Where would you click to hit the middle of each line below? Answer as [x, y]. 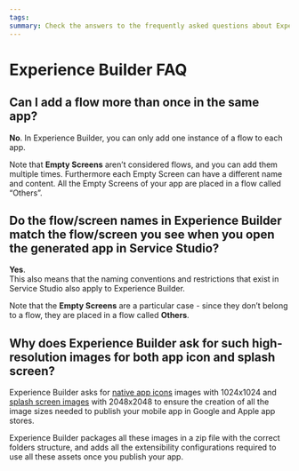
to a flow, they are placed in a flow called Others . [99, 315]
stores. [22, 421]
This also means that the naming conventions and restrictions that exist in [144, 279]
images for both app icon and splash [173, 357]
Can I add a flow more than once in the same [134, 103]
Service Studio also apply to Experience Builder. [97, 289]
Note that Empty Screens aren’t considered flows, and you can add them [144, 164]
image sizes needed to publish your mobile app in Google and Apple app [142, 411]
